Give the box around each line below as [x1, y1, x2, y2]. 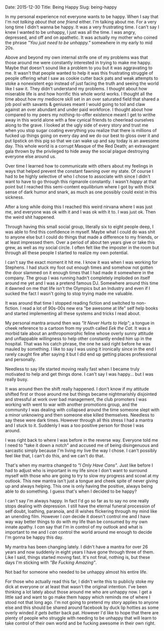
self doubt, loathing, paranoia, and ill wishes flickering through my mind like [5, 508, 158, 514]
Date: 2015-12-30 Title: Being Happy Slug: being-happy [5, 4, 117, 10]
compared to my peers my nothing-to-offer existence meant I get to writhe [5, 112, 156, 117]
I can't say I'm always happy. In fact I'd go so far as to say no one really [5, 498, 149, 503]
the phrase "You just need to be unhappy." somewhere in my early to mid [5, 40, 153, 46]
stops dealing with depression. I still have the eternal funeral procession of [5, 503, 156, 509]
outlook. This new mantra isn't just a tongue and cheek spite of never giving [5, 478, 158, 484]
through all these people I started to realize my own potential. [5, 250, 129, 256]
